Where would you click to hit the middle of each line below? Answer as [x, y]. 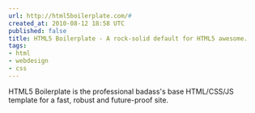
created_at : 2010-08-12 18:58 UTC [67, 23]
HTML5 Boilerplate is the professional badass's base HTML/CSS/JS [121, 91]
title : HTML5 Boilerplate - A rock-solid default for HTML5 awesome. [128, 38]
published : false [38, 31]
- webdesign [28, 61]
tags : [17, 46]
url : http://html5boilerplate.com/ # [70, 16]
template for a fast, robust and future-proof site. [88, 100]
